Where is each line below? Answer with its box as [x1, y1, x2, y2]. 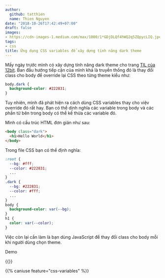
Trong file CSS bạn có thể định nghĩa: [5, 147, 81, 153]
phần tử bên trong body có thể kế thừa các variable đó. [5, 110, 117, 116]
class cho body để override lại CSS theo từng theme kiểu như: [5, 72, 131, 78]
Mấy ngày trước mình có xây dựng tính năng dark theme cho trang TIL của [5, 62, 156, 68]
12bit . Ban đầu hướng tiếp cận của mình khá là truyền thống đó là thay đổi [5, 67, 154, 73]
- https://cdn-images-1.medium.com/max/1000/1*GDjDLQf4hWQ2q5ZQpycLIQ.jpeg [5, 35, 164, 40]
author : [5, 7, 21, 12]
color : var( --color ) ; [9, 221, 54, 225]
